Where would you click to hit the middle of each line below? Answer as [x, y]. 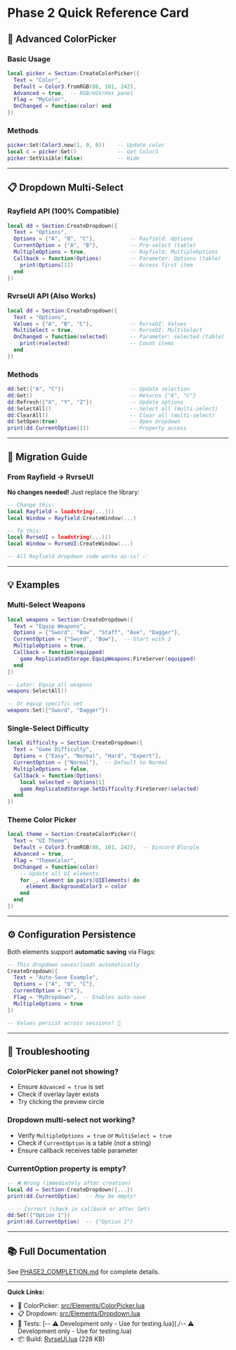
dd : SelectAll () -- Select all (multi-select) [113, 409]
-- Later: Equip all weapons [50, 684]
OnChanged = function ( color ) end [63, 106]
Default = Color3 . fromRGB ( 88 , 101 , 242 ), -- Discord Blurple [106, 848]
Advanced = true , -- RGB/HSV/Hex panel [73, 93]
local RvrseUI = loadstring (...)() [59, 537]
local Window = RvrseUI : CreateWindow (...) [70, 544]
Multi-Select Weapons [46, 605]
